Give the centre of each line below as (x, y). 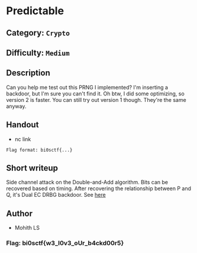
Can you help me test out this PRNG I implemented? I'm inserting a (87, 87)
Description (28, 73)
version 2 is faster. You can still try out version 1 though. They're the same (96, 100)
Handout (22, 125)
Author (19, 214)
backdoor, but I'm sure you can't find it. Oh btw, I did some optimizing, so (95, 94)
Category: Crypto (38, 33)
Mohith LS (27, 228)
